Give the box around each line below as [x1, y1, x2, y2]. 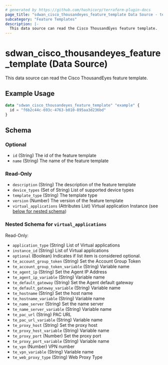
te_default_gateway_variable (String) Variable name [12, 285, 121, 291]
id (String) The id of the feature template [12, 153, 96, 159]
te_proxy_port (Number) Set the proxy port [12, 332, 101, 339]
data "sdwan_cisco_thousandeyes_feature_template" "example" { [5, 102, 140, 108]
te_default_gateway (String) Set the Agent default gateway [12, 279, 133, 285]
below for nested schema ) [12, 208, 66, 214]
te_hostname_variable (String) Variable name [12, 295, 105, 301]
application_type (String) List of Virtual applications [12, 242, 120, 248]
